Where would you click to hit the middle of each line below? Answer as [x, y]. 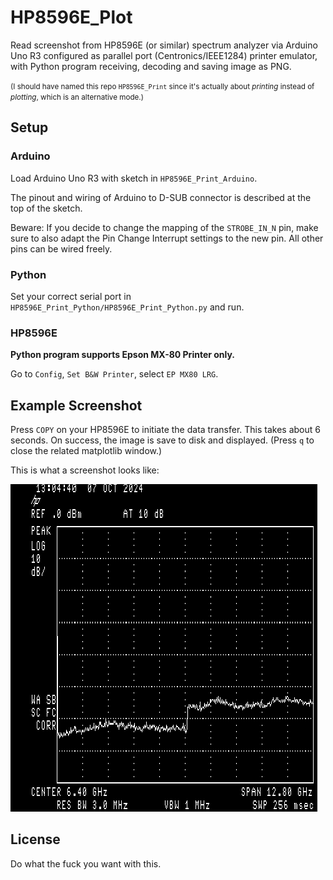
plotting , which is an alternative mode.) [77, 97]
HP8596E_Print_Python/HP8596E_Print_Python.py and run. [127, 307]
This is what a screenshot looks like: [85, 470]
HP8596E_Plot [71, 17]
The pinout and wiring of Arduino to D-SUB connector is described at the [161, 197]
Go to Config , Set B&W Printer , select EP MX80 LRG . [114, 374]
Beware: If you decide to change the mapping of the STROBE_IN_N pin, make [164, 227]
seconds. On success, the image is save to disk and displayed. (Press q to [162, 440]
